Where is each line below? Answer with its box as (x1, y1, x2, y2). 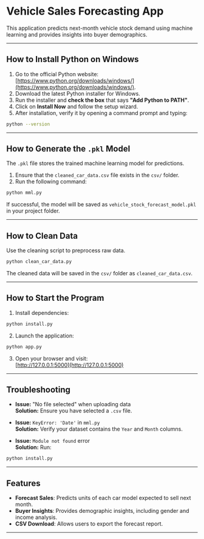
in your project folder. (6, 207, 60, 214)
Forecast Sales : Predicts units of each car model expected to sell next (15, 495, 191, 502)
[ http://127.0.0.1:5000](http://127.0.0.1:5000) (15, 361, 124, 368)
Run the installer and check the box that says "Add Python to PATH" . (15, 96, 189, 104)
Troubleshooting (6, 384, 71, 395)
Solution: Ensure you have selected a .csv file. (15, 407, 132, 415)
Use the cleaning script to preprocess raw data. (6, 247, 126, 254)
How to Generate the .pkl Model (6, 144, 131, 154)
